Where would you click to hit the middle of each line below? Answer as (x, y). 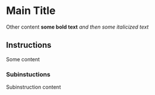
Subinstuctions (28, 74)
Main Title (31, 11)
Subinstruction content (34, 87)
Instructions (29, 45)
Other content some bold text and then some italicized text (77, 27)
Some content (23, 59)
